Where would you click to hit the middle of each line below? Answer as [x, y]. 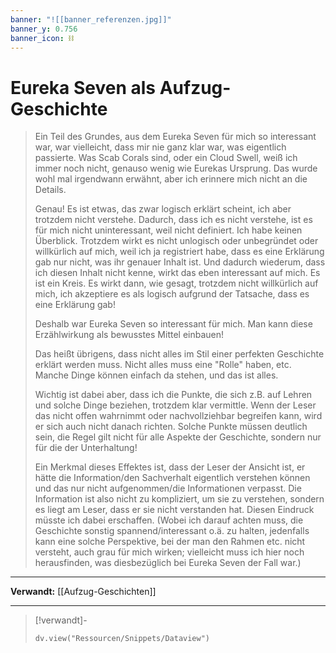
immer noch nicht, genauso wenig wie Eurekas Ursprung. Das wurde [176, 168]
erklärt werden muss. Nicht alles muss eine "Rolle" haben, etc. [163, 365]
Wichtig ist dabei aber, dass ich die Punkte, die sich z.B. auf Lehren [173, 395]
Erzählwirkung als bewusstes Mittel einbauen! [129, 335]
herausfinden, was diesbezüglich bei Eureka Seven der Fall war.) [168, 563]
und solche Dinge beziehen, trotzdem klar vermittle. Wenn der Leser [175, 405]
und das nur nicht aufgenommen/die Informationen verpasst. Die [168, 488]
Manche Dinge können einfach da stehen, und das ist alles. [156, 375]
